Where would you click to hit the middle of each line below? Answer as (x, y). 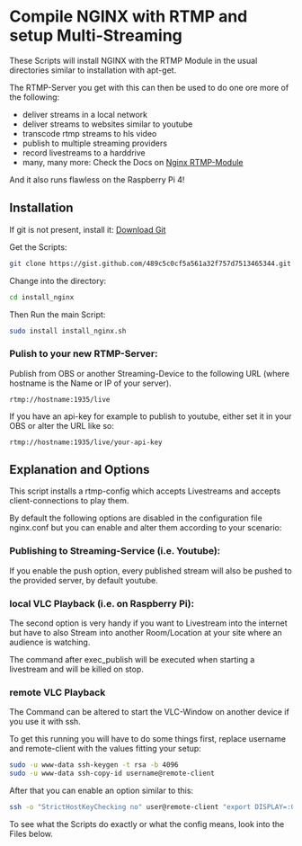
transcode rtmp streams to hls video (89, 133)
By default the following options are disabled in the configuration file (136, 518)
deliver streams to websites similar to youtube (107, 124)
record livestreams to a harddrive (84, 152)
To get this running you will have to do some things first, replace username (147, 739)
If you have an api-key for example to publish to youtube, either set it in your (151, 416)
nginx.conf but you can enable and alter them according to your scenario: (146, 528)
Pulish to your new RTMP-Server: (84, 354)
